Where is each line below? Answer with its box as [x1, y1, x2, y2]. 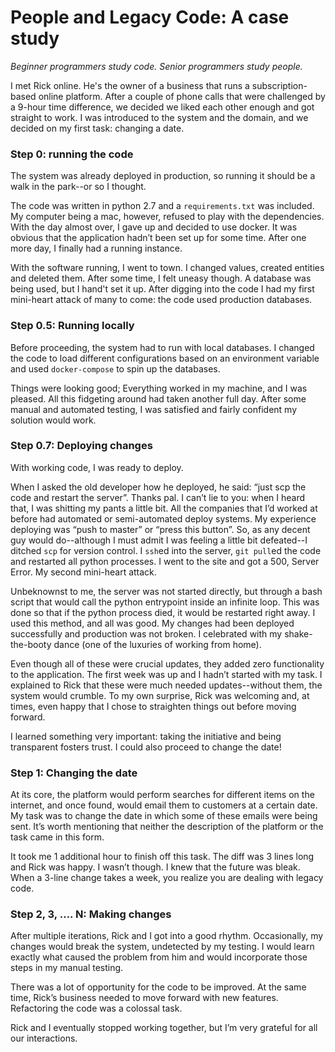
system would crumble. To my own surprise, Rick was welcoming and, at [10, 689, 310, 701]
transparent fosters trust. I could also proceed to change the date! [10, 741, 282, 753]
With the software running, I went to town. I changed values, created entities [10, 262, 325, 274]
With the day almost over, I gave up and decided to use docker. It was [10, 221, 298, 233]
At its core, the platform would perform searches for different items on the [10, 789, 315, 801]
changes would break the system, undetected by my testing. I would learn [10, 941, 315, 953]
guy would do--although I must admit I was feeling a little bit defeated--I [10, 534, 308, 546]
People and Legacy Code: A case [10, 6, 290, 29]
